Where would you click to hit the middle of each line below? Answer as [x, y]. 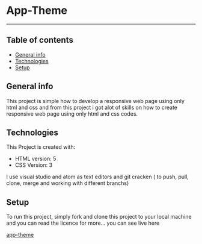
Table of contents [40, 40]
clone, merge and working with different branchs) [68, 183]
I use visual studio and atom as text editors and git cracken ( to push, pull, [98, 177]
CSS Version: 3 [34, 165]
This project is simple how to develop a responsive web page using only [96, 101]
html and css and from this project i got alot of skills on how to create [92, 107]
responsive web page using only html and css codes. [72, 114]
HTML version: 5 [35, 159]
